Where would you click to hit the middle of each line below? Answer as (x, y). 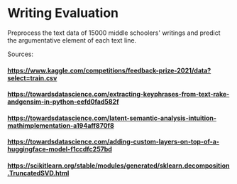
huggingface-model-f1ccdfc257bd (60, 149)
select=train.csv (32, 78)
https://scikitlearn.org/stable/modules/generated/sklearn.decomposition (118, 166)
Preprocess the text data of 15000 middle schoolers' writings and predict (114, 33)
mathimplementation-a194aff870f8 (61, 125)
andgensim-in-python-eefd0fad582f (63, 102)
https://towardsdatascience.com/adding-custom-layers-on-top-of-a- (114, 142)
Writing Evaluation (63, 13)
